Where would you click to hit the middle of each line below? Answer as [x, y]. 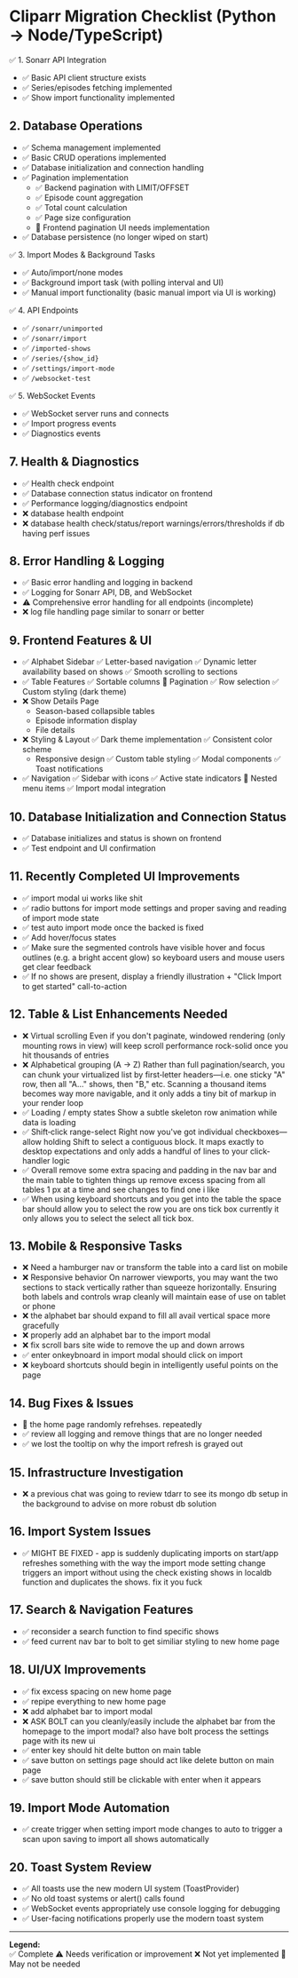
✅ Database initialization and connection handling [113, 167]
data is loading [49, 1122]
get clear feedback [56, 966]
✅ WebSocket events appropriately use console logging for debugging [151, 1909]
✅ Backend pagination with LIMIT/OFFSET [112, 187]
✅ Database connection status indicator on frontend [117, 493]
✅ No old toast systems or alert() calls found [103, 1899]
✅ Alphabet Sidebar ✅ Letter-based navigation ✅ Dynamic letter [139, 662]
